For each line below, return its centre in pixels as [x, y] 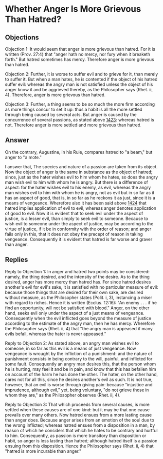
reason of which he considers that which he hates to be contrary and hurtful [81, 430]
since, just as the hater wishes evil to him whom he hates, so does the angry [81, 177]
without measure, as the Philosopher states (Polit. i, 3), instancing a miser [79, 297]
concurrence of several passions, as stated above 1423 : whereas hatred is [80, 120]
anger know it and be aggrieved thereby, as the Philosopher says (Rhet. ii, [79, 90]
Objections [22, 37]
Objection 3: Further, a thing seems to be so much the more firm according [80, 104]
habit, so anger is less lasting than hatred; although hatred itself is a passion [81, 440]
